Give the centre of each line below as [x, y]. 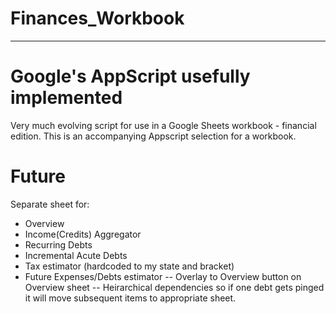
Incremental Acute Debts [76, 255]
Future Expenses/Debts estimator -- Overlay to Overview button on [163, 276]
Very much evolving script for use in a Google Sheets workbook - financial [163, 125]
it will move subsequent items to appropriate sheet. [130, 298]
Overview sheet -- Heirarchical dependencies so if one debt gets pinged [174, 287]
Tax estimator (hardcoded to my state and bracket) [129, 266]
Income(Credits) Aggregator [83, 234]
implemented [66, 98]
